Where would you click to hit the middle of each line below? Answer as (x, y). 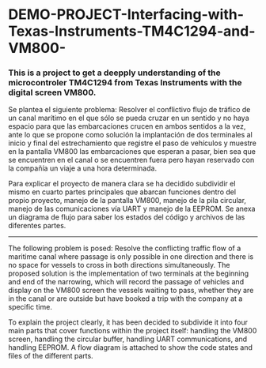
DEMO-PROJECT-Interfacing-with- (126, 15)
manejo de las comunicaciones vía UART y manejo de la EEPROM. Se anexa (132, 209)
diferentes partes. (37, 226)
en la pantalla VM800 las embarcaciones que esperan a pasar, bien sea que (132, 152)
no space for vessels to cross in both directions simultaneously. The (119, 265)
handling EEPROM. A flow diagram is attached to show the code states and (131, 347)
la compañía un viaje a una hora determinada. (82, 168)
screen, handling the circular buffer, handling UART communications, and (128, 339)
